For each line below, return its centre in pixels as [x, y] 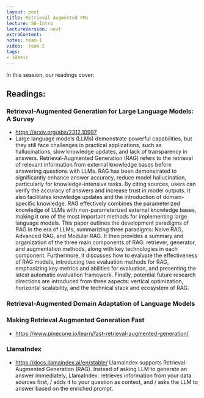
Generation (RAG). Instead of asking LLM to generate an [117, 369]
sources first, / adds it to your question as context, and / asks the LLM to [107, 382]
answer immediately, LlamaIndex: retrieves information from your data [103, 375]
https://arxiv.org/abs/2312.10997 [56, 132]
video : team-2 [26, 46]
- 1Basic [17, 57]
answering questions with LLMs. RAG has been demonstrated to [96, 171]
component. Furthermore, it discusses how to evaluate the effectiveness [106, 255]
